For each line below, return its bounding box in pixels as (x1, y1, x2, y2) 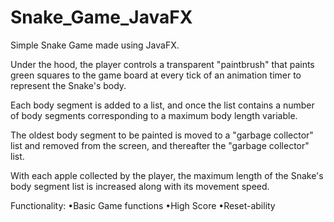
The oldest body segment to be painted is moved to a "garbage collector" (10, 129, 314, 141)
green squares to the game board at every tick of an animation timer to (10, 69, 302, 81)
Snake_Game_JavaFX (10, 6, 193, 29)
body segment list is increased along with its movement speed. (10, 180, 270, 192)
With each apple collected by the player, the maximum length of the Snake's (10, 169, 324, 181)
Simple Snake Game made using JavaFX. (10, 39, 180, 51)
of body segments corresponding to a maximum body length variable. (10, 109, 298, 121)
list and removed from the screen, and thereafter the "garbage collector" (10, 139, 310, 151)
